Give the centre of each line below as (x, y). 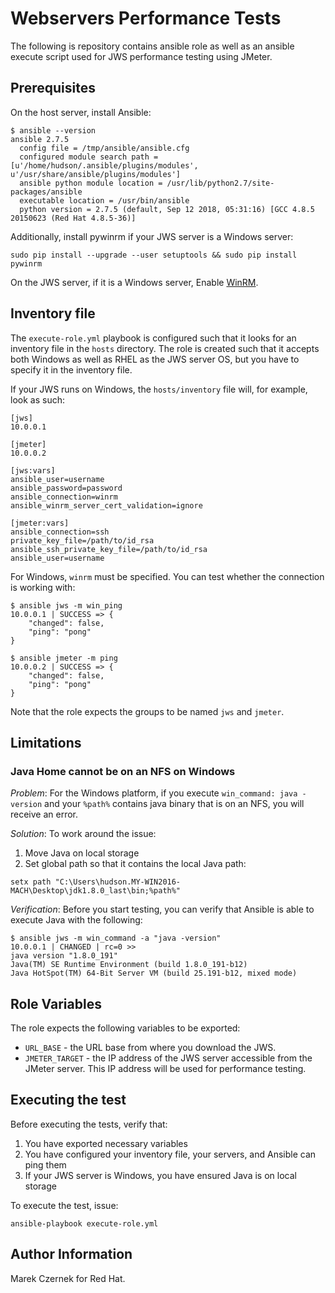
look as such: (37, 399)
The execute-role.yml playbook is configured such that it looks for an (153, 338)
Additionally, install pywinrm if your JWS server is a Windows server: (152, 236)
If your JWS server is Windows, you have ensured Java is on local (160, 1175)
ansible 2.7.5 (40, 139)
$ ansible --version (53, 130)
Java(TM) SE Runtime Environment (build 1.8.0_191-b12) (129, 965)
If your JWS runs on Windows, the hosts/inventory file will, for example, (159, 389)
